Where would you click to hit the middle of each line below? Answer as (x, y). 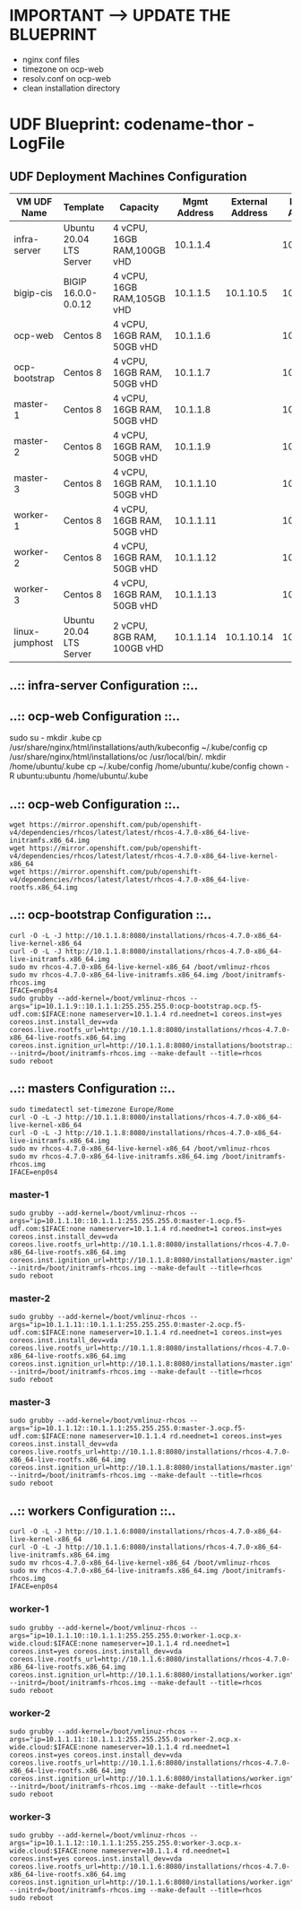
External (249, 201)
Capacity (139, 207)
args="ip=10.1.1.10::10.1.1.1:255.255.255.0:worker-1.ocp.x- (126, 1636)
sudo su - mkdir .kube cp (56, 738)
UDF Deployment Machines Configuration (129, 176)
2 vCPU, (130, 626)
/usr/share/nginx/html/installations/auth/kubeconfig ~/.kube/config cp (138, 747)
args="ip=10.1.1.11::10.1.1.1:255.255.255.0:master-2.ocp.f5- (128, 1325)
